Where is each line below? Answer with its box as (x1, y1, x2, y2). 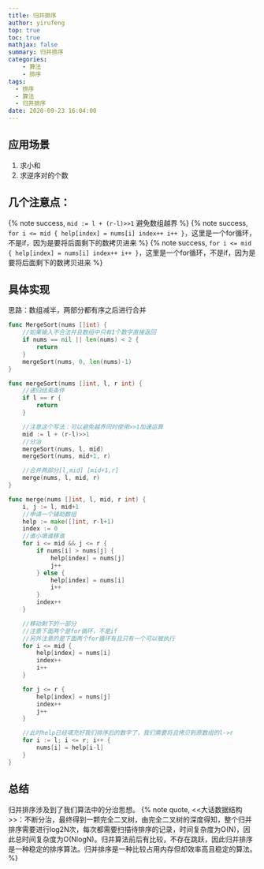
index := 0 (22, 525, 58, 533)
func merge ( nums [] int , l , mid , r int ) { (8, 495, 147, 504)
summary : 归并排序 (8, 48, 65, 56)
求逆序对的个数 (19, 170, 69, 180)
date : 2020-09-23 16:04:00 (8, 107, 97, 115)
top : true (8, 26, 41, 34)
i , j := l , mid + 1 (22, 503, 80, 511)
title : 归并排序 (8, 11, 57, 20)
